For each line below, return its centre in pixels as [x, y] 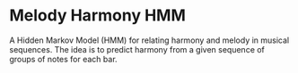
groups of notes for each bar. [64, 59]
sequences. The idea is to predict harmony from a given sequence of [137, 49]
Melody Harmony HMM [97, 16]
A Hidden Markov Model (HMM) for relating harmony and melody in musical [149, 40]
